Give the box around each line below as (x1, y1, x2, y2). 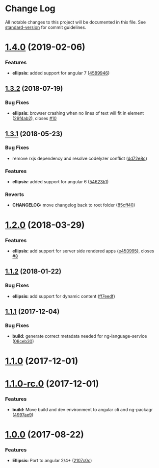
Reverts (5, 191, 25, 198)
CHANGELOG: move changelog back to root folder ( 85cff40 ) (12, 202, 135, 208)
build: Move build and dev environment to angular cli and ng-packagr (12, 406, 153, 412)
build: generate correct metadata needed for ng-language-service (12, 333, 147, 339)
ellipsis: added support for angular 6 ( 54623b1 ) (12, 179, 109, 185)
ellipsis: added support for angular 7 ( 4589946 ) (12, 70, 110, 76)
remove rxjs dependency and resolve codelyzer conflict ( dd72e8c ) (12, 155, 147, 161)
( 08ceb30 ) (12, 339, 34, 345)
